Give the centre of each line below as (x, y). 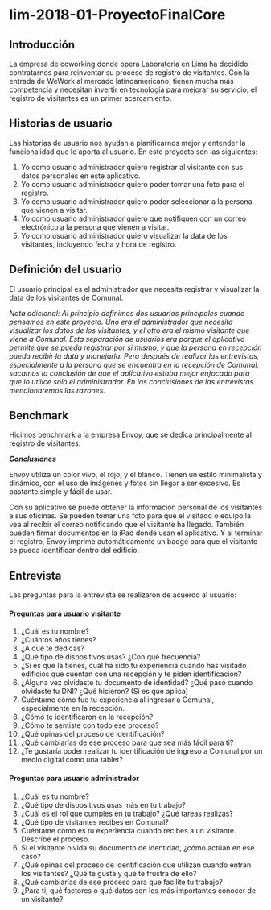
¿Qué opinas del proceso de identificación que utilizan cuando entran (136, 865)
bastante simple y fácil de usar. (61, 492)
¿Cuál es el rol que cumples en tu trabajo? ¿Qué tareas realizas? (127, 813)
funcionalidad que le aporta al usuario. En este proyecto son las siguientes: (133, 152)
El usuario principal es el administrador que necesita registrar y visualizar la (134, 289)
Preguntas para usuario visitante (65, 613)
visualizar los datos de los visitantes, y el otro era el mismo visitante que (129, 330)
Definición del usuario (66, 270)
